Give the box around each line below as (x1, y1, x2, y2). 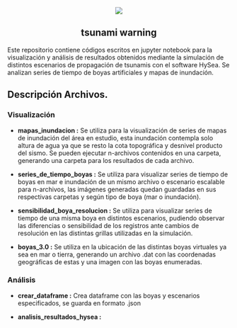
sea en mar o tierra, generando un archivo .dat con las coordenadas (17, 250, 216, 259)
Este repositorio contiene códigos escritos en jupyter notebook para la (7, 45, 212, 54)
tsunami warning (81, 27, 157, 39)
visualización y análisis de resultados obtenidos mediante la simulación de (7, 53, 224, 62)
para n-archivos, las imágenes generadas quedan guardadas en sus (17, 185, 216, 193)
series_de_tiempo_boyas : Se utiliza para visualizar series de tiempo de (17, 170, 229, 179)
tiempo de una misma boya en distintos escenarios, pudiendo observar (17, 213, 225, 222)
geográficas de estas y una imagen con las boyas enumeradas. (17, 257, 203, 266)
